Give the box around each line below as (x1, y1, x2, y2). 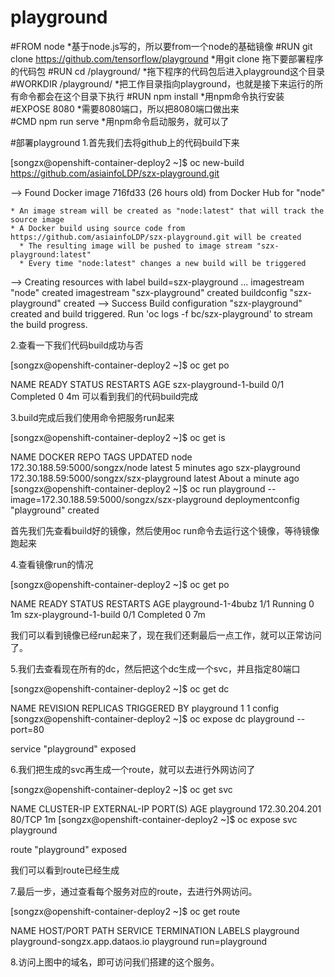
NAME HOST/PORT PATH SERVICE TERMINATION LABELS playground (10, 924, 300, 936)
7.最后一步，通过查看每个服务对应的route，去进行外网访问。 (10, 885, 258, 897)
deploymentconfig (224, 493, 300, 505)
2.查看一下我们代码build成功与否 (10, 339, 144, 351)
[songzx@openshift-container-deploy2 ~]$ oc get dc (10, 682, 230, 695)
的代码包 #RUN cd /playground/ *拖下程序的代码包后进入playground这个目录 (10, 65, 325, 77)
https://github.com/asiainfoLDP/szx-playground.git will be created (10, 232, 302, 242)
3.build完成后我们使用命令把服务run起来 (10, 411, 175, 423)
